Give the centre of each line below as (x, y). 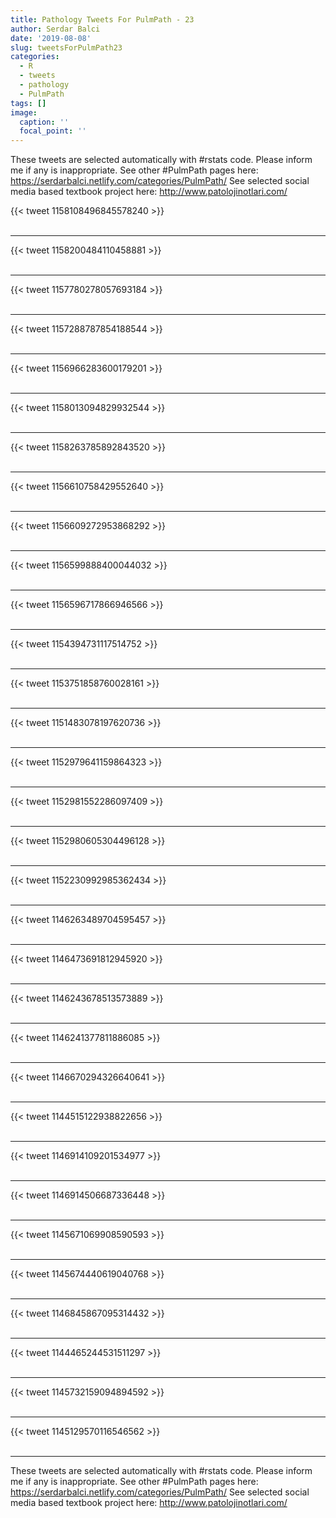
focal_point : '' (53, 131)
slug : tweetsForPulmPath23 (66, 47)
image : (24, 112)
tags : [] (28, 103)
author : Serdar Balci (55, 29)
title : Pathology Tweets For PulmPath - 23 (102, 19)
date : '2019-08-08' (51, 38)
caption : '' (44, 122)
